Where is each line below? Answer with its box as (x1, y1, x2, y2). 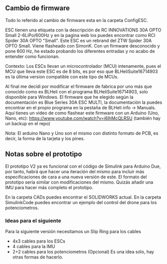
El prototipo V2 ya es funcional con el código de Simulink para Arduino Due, (5, 163, 161, 169)
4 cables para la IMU (12, 243, 55, 249)
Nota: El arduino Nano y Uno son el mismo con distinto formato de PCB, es (5, 130, 159, 136)
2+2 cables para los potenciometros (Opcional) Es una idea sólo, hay (12, 249, 155, 255)
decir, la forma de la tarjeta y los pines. (5, 135, 85, 141)
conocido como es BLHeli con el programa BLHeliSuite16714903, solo (5, 88, 148, 94)
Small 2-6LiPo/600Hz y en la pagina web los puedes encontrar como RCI (5, 32, 156, 38)
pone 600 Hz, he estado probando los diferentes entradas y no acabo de (5, 48, 156, 54)
